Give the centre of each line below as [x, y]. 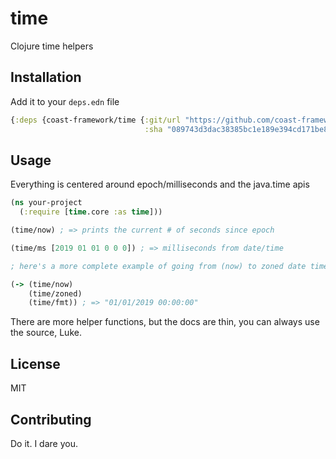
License [35, 363]
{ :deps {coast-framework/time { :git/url [96, 120]
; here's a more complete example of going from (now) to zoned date [158, 266]
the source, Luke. [46, 333]
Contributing [51, 419]
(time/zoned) [55, 293]
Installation [46, 77]
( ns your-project [46, 203]
